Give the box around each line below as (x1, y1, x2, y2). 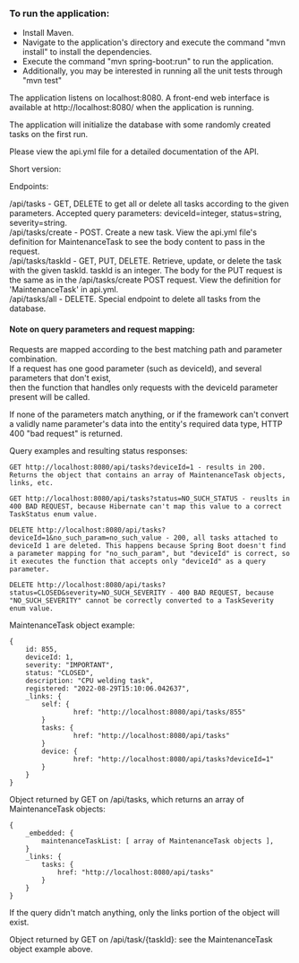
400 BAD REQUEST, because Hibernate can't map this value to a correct (9, 501, 282, 511)
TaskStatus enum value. (9, 509, 98, 518)
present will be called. (9, 391, 90, 402)
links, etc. (9, 478, 54, 487)
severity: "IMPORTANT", (25, 660, 115, 670)
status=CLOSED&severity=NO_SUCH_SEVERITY (9, 588, 167, 597)
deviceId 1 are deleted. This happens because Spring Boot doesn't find (9, 541, 286, 550)
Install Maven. (21, 28, 74, 39)
